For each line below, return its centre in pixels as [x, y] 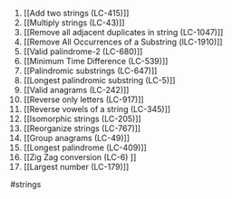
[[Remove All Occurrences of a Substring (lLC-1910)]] [123, 42]
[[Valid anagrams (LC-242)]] [76, 90]
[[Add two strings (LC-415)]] [76, 13]
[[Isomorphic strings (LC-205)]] [82, 118]
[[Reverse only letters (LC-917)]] [83, 99]
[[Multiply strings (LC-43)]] [74, 23]
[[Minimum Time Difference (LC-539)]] [96, 61]
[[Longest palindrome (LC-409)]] [85, 147]
